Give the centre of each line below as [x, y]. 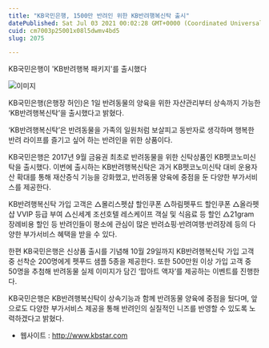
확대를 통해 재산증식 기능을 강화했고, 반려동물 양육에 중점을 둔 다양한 [123, 177]
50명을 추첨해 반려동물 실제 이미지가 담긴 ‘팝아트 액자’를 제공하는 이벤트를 [123, 271]
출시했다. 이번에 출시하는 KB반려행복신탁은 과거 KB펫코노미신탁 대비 [130, 167]
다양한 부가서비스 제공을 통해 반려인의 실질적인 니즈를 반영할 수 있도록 [139, 309]
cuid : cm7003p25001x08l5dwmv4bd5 [64, 30]
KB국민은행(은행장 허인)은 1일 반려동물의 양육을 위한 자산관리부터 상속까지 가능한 [134, 103]
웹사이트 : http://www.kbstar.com [74, 336]
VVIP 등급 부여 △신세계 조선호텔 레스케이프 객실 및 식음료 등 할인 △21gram [135, 214]
